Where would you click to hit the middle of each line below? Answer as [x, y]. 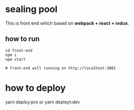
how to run [22, 39]
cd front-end [19, 50]
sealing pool [31, 9]
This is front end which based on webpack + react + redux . [67, 23]
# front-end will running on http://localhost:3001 [60, 68]
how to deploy [36, 88]
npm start [16, 59]
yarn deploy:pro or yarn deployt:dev [43, 102]
